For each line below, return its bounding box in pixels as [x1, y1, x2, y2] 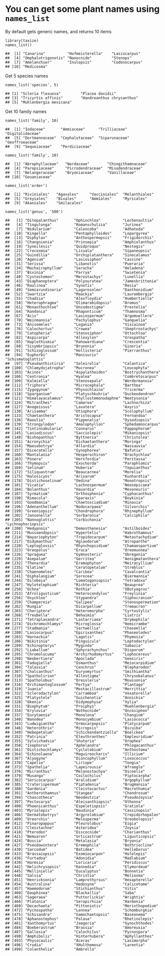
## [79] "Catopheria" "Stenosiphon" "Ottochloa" [5, 331, 148, 336]
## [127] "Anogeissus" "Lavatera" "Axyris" [5, 404, 141, 410]
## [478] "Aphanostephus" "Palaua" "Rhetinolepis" [5, 916, 154, 921]
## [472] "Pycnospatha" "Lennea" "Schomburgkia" [5, 907, 154, 913]
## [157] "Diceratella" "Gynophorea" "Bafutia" [5, 448, 143, 453]
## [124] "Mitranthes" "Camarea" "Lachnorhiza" [5, 400, 152, 405]
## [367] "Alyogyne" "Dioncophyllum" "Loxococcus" [5, 756, 150, 761]
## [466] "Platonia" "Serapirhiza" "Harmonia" [5, 899, 145, 904]
